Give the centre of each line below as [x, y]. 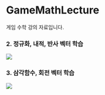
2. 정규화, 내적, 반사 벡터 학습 [45, 43]
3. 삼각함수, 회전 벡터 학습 [40, 73]
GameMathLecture [53, 10]
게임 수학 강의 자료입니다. [35, 27]
